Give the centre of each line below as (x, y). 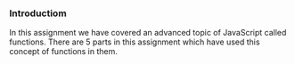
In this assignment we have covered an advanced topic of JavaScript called (148, 33)
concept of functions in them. (64, 52)
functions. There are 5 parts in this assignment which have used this (135, 42)
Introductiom (38, 13)
